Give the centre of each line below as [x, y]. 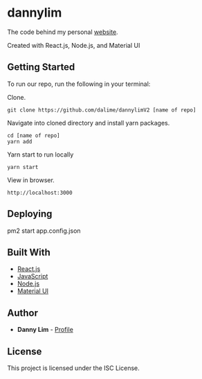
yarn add [20, 141]
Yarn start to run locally [40, 155]
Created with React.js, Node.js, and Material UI [74, 45]
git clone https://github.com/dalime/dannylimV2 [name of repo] [102, 110]
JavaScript [33, 276]
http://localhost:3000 [40, 193]
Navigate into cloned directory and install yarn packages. [89, 123]
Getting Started [41, 67]
